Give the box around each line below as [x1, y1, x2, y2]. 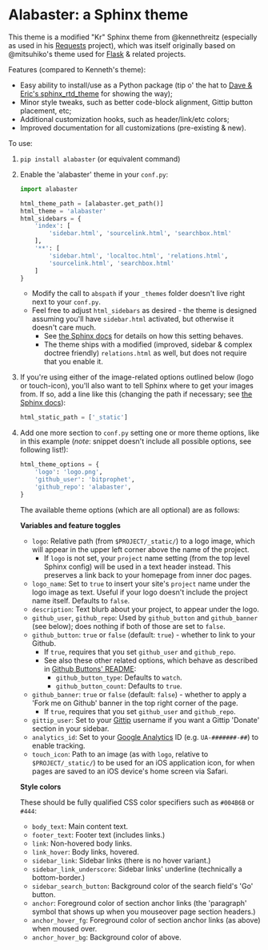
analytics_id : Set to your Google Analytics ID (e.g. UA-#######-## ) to [31, 732, 258, 741]
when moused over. [31, 924, 98, 933]
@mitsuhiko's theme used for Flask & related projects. [8, 49, 186, 59]
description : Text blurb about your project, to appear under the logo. [31, 604, 260, 614]
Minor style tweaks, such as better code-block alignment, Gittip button [19, 97, 254, 107]
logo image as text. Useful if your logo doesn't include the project [31, 587, 248, 597]
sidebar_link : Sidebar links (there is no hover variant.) [31, 855, 211, 865]
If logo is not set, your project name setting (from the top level [43, 553, 250, 562]
